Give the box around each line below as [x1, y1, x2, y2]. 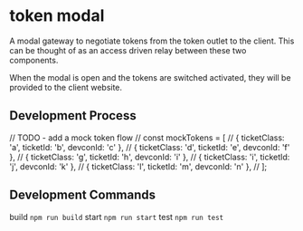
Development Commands [9, 188, 156, 203]
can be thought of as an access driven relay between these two [9, 44, 247, 55]
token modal [9, 5, 105, 26]
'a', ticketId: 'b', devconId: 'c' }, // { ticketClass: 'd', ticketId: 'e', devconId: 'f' [9, 141, 290, 152]
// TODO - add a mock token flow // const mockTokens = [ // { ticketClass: [9, 132, 285, 143]
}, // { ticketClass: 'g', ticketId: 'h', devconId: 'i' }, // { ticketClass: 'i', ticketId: [9, 151, 290, 162]
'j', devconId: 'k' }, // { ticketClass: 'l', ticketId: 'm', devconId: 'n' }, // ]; [9, 160, 268, 172]
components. [9, 54, 59, 65]
